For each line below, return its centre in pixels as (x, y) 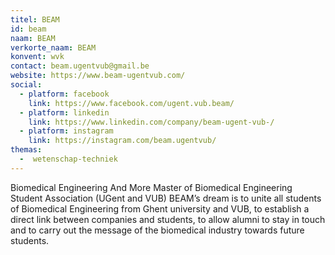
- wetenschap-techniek (68, 159)
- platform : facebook (64, 94)
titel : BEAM (35, 19)
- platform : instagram (66, 131)
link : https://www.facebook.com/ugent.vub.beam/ (131, 103)
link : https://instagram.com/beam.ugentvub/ (122, 141)
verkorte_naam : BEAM (53, 47)
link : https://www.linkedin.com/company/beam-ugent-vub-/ (151, 122)
